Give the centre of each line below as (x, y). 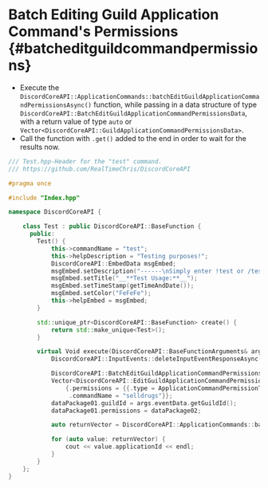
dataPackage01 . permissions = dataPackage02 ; (126, 411)
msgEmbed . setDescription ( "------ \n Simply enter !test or (148, 271)
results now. (39, 147)
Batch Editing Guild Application (114, 15)
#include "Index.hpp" (44, 198)
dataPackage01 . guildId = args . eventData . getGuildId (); (144, 403)
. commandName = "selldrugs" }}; (121, 396)
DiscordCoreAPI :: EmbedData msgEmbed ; (114, 264)
